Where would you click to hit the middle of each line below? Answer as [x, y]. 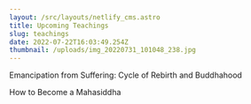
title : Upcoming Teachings [59, 26]
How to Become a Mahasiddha [65, 93]
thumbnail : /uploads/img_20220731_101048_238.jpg [103, 50]
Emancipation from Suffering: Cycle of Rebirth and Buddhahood [125, 75]
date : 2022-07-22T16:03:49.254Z [69, 42]
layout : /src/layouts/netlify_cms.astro [85, 17]
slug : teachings [39, 33]
